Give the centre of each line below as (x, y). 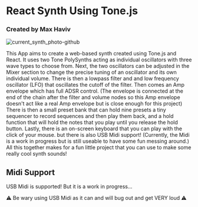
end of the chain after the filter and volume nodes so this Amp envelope (93, 97)
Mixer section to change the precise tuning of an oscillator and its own (91, 73)
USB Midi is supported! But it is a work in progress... (69, 186)
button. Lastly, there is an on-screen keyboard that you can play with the (94, 129)
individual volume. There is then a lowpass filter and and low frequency (93, 78)
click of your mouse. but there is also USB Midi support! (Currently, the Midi (98, 135)
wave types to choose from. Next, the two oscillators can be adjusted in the (98, 66)
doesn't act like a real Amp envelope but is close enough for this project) (94, 104)
